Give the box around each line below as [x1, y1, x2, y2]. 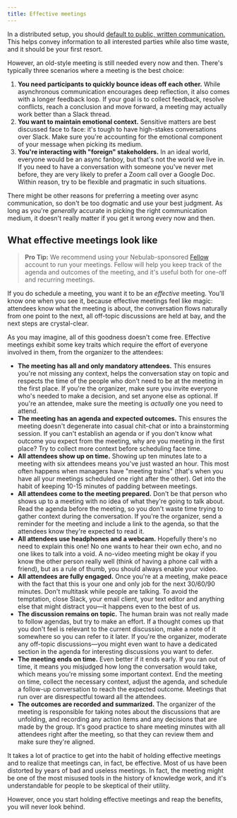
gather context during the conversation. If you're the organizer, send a [17, 512, 222, 521]
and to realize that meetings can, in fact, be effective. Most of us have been [7, 759, 227, 768]
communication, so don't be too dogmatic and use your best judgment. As [7, 199, 224, 207]
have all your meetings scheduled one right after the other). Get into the [17, 475, 226, 483]
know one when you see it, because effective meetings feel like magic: [7, 296, 213, 305]
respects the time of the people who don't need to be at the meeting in [17, 376, 224, 386]
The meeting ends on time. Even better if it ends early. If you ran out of [17, 655, 226, 664]
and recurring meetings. [24, 275, 95, 284]
